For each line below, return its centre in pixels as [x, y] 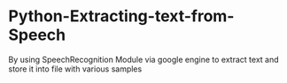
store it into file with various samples [75, 69]
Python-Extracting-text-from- [121, 16]
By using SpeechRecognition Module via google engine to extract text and [144, 59]
